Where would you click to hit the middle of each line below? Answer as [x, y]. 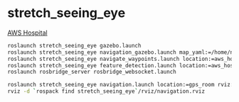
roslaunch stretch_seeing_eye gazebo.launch [74, 45]
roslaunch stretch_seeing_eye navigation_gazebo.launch [92, 52]
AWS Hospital [27, 33]
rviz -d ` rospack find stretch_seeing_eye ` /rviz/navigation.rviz [106, 91]
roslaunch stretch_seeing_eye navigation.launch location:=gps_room [111, 85]
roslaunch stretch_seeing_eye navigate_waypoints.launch [94, 59]
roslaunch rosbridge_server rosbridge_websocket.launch [92, 72]
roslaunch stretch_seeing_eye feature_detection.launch [92, 65]
